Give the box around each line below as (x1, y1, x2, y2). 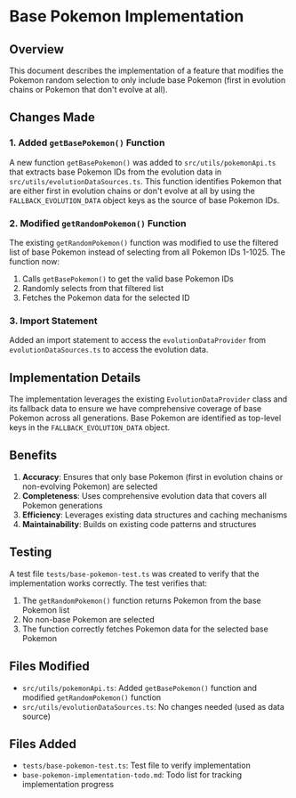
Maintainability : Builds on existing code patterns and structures (21, 518, 257, 529)
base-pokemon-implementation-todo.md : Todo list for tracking (21, 769, 243, 780)
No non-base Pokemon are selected (21, 614, 156, 624)
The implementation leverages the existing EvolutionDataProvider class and (9, 394, 288, 404)
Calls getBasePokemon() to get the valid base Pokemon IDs (21, 273, 234, 284)
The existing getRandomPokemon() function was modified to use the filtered (9, 237, 279, 248)
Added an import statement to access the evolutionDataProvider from (9, 335, 267, 346)
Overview (9, 42, 65, 57)
